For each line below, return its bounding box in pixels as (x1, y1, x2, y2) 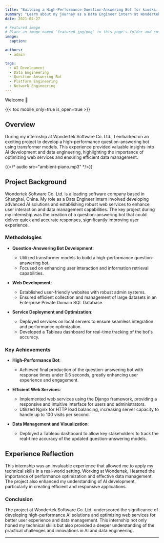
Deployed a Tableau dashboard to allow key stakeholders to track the (19, 431, 159, 437)
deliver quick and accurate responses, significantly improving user (5, 217, 139, 223)
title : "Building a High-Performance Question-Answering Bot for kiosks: (5, 7, 159, 12)
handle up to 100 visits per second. (19, 412, 90, 418)
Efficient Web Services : (12, 387, 61, 393)
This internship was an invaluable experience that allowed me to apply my (5, 462, 154, 469)
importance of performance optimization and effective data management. (5, 473, 153, 479)
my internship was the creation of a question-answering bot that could (5, 211, 147, 217)
